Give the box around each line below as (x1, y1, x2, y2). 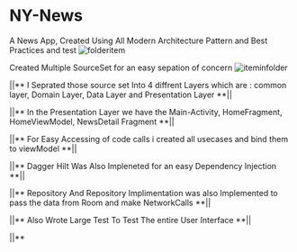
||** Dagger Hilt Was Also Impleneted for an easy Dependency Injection (9, 160, 277, 171)
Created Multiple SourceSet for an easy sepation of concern (9, 62, 233, 73)
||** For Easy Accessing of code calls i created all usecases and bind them (9, 133, 289, 144)
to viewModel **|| (9, 143, 77, 154)
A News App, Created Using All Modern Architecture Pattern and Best (9, 35, 268, 46)
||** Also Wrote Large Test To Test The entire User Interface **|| (9, 214, 252, 225)
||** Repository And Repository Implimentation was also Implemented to (9, 187, 279, 198)
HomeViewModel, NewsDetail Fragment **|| (9, 116, 175, 127)
